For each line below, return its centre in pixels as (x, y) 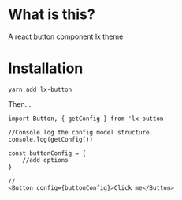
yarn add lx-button (40, 89)
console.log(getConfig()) (50, 139)
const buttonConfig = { (47, 153)
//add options (45, 160)
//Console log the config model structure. (81, 132)
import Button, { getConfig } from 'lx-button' (88, 119)
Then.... (20, 104)
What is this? (52, 15)
